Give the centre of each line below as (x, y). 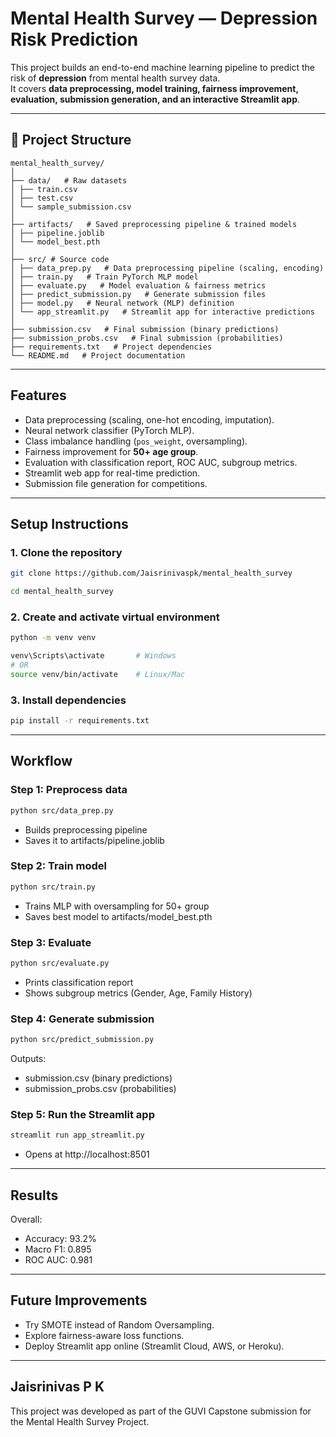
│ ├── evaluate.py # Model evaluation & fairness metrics (138, 285)
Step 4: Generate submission (82, 1019)
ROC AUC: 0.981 (58, 1260)
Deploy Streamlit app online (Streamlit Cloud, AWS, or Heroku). (154, 1346)
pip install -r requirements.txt (80, 721)
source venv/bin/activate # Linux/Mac (98, 674)
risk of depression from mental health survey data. (115, 78)
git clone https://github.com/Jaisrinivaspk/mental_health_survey (151, 573)
